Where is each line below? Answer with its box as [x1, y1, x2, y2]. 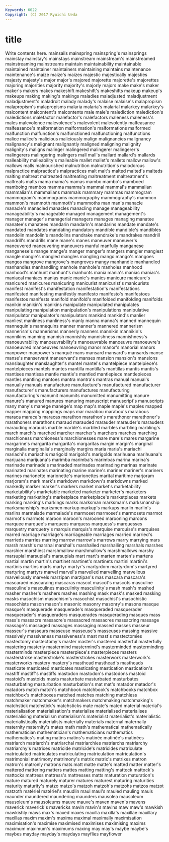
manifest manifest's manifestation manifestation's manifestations [5, 285, 140, 292]
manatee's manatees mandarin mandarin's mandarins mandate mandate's [5, 221, 159, 227]
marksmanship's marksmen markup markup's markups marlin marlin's [5, 505, 151, 511]
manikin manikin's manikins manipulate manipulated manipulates [5, 301, 139, 308]
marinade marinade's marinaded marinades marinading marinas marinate [5, 462, 157, 468]
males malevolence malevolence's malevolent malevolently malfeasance [5, 120, 155, 126]
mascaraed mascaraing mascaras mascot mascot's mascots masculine [5, 580, 153, 586]
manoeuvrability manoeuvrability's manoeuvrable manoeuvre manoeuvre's [5, 339, 161, 345]
